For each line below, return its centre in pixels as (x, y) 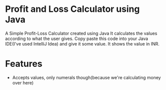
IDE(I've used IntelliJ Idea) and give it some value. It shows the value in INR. (82, 44)
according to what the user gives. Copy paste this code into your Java (77, 39)
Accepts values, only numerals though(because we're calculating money (86, 77)
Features (24, 64)
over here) (23, 83)
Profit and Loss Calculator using (73, 9)
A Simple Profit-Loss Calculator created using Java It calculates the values (81, 33)
